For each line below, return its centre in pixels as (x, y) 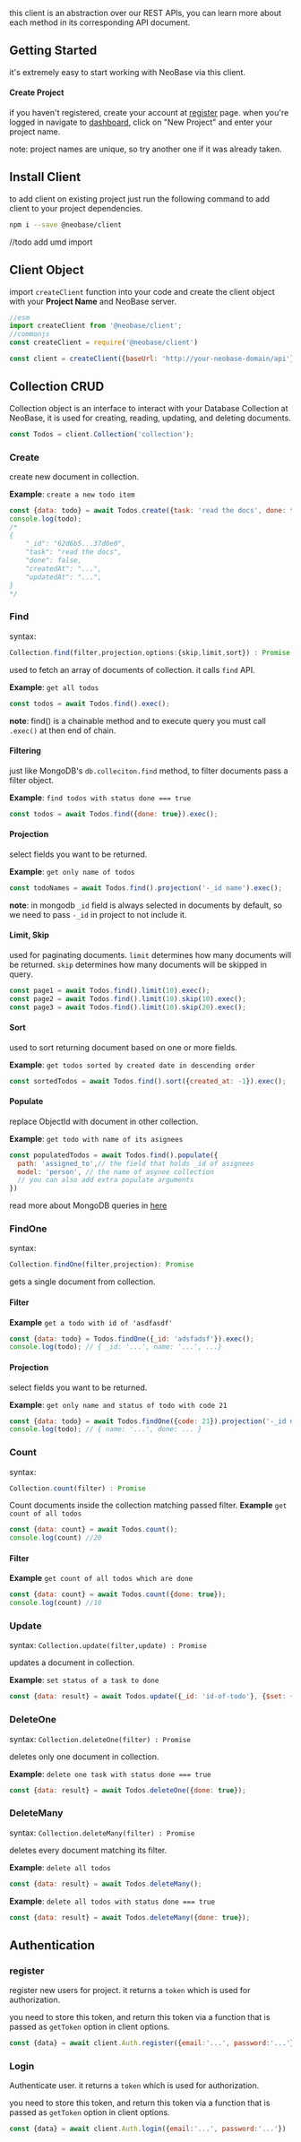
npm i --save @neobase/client (66, 225)
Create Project (37, 92)
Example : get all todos (54, 687)
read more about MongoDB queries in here (88, 1205)
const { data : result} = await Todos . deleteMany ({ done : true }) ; (130, 1917)
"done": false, (54, 561)
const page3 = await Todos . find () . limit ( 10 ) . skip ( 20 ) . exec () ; (128, 1007)
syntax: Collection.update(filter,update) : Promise (108, 1645)
